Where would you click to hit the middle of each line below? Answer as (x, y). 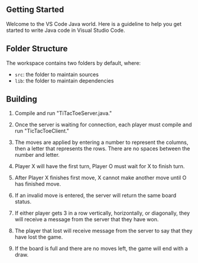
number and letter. (37, 155)
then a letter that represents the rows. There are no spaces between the (102, 149)
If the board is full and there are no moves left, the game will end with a (101, 249)
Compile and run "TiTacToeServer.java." (63, 113)
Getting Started (35, 10)
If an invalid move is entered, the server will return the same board (95, 195)
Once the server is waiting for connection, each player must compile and (103, 125)
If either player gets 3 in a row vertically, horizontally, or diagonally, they (102, 213)
